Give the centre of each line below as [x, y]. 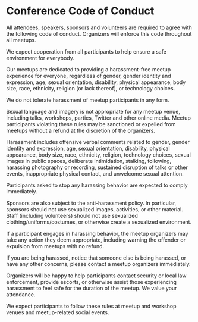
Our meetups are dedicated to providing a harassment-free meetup [89, 69]
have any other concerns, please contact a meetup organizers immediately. [99, 264]
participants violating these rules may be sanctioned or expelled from [91, 124]
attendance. [21, 294]
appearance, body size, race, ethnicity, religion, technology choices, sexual [99, 154]
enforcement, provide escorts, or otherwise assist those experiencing [92, 282]
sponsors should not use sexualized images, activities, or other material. [95, 209]
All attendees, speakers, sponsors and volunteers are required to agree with [99, 27]
